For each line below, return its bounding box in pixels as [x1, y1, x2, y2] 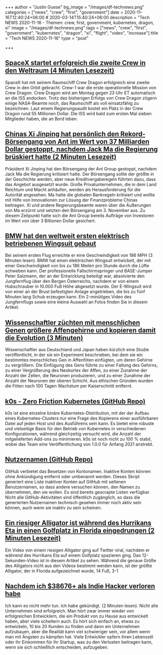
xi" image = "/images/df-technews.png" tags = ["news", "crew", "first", [5, 25, 147, 31]
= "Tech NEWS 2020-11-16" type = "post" [5, 35, 89, 41]
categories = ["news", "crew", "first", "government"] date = [5, 9, 124, 15]
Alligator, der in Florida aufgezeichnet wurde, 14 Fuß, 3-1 [5, 568, 118, 573]
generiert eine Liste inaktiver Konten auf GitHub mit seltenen [5, 479, 127, 485]
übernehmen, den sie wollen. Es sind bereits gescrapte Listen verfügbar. [5, 489, 151, 495]
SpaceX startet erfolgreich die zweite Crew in [5, 59, 146, 67]
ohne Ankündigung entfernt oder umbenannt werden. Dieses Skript [5, 473, 140, 479]
